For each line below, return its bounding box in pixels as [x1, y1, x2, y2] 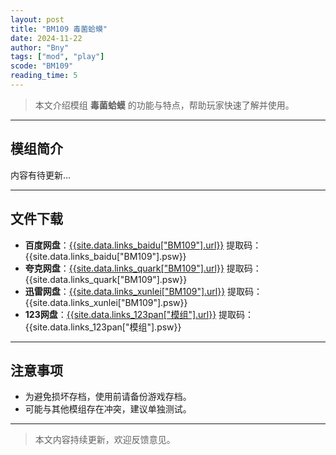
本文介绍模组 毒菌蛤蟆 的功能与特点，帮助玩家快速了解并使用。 [34, 99, 295, 111]
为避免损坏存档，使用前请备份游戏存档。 [24, 391, 192, 403]
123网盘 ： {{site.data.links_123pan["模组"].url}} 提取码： [24, 308, 255, 320]
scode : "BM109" [10, 61, 74, 71]
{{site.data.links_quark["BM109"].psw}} [24, 273, 188, 285]
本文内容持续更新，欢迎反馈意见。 [34, 434, 176, 446]
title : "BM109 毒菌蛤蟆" [10, 24, 108, 34]
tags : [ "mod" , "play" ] [10, 52, 105, 62]
